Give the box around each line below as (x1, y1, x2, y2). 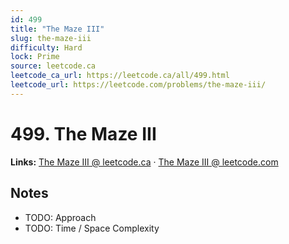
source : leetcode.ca (10, 61, 97, 71)
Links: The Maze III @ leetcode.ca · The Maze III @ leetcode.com (10, 156, 279, 168)
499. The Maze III (10, 122, 157, 145)
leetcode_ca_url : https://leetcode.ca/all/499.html (10, 71, 230, 81)
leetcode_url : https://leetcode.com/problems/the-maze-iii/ (10, 80, 267, 90)
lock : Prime (10, 52, 60, 62)
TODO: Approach (24, 211, 97, 223)
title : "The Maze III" (10, 24, 105, 34)
